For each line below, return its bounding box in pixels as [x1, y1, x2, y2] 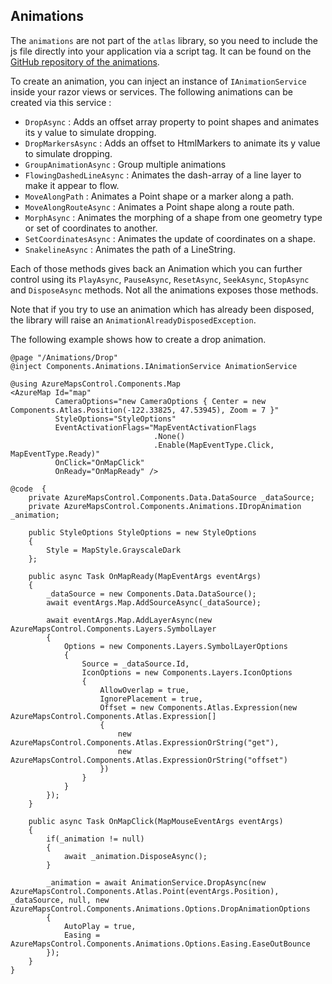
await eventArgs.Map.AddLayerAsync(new [46, 615, 213, 625]
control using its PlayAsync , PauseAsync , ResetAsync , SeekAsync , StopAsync [10, 273, 310, 285]
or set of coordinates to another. [24, 222, 158, 234]
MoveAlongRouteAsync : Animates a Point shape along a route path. [24, 200, 295, 213]
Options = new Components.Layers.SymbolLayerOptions [63, 641, 288, 651]
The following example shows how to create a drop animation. [10, 333, 267, 345]
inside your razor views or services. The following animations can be [10, 85, 293, 98]
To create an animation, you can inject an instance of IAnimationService [10, 75, 307, 87]
